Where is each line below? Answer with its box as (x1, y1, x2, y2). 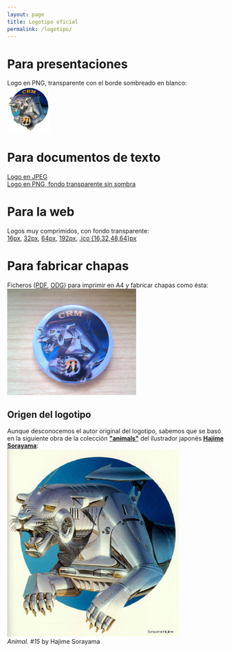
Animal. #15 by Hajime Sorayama (7, 638, 100, 646)
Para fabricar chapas (7, 258, 129, 274)
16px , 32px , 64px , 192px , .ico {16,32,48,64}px (7, 234, 137, 242)
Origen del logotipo (7, 408, 91, 420)
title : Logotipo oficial (7, 18, 78, 25)
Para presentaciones (7, 56, 129, 72)
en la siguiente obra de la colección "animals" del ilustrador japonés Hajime (7, 434, 224, 443)
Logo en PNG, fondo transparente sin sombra (7, 180, 136, 189)
